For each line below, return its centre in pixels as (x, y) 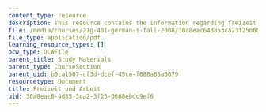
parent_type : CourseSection (55, 67)
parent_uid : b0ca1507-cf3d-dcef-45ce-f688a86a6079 (93, 74)
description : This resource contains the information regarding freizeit (133, 23)
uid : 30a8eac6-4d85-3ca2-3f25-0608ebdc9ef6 (81, 96)
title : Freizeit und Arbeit (55, 89)
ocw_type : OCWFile (38, 52)
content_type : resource (47, 15)
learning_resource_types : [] (56, 45)
